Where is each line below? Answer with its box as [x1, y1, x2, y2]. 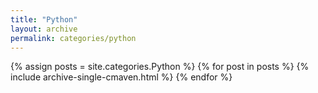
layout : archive [10, 24, 78, 34]
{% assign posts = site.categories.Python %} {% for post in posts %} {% [10, 61, 310, 73]
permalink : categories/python [10, 33, 137, 43]
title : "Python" [10, 14, 78, 25]
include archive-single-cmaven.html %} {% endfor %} [10, 71, 233, 83]
